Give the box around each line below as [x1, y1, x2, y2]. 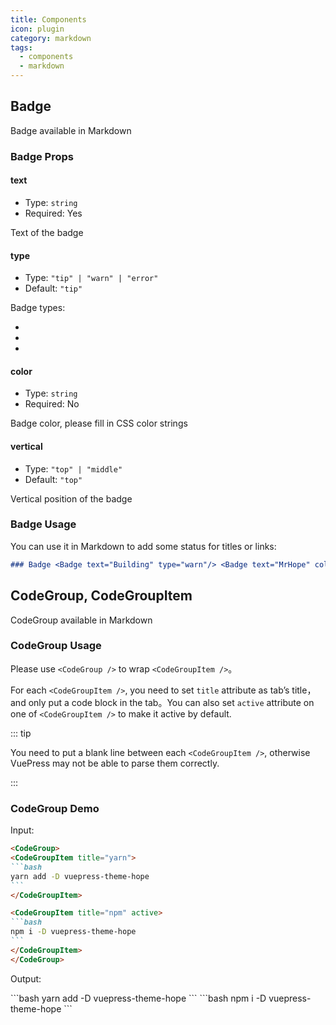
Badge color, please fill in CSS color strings [10, 417, 188, 430]
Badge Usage [10, 517, 77, 531]
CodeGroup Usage [10, 639, 102, 653]
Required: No [24, 398, 80, 410]
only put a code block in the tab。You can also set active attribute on [28, 696, 315, 708]
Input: [10, 824, 35, 836]
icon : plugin [10, 24, 65, 34]
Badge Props [10, 149, 74, 163]
